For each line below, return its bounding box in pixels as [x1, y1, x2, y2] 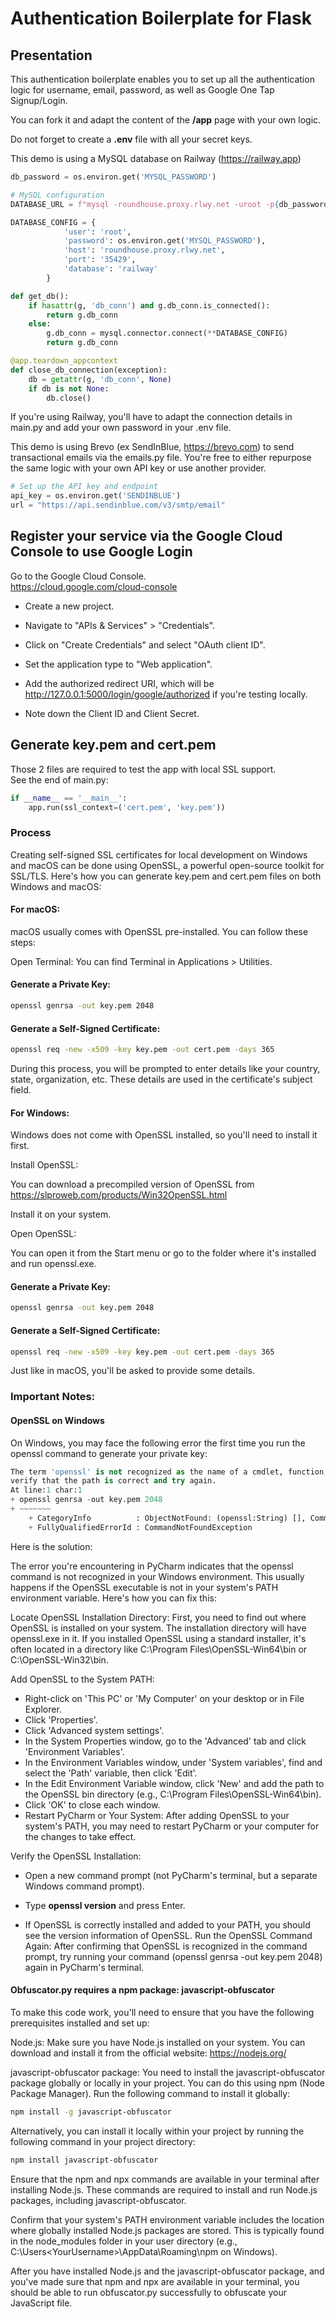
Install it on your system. [10, 1208, 112, 1221]
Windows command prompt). [24, 1880, 145, 1892]
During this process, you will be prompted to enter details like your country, [10, 1063, 321, 1075]
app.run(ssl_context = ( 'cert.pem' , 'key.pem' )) [28, 802, 226, 812]
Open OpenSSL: [10, 1228, 77, 1240]
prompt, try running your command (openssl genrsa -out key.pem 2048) [24, 1950, 323, 1962]
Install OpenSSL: [10, 1159, 79, 1171]
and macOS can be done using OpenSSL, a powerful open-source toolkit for [10, 859, 325, 871]
